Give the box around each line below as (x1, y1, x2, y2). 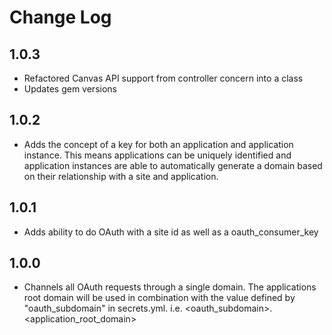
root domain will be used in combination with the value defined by (23, 292, 296, 304)
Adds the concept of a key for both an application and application (23, 138, 294, 150)
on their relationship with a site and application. (23, 170, 219, 182)
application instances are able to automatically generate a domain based (23, 159, 323, 171)
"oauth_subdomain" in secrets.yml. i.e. (23, 302, 183, 315)
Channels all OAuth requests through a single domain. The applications (23, 281, 317, 293)
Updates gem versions (23, 83, 117, 95)
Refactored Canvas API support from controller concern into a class (23, 72, 304, 84)
